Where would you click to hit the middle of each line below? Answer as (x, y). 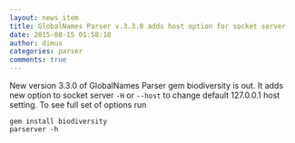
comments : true (38, 60)
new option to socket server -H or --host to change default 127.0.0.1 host (145, 95)
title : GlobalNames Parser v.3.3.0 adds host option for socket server (147, 26)
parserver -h (34, 129)
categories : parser (46, 52)
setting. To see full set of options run (78, 105)
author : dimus (36, 43)
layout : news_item (44, 18)
